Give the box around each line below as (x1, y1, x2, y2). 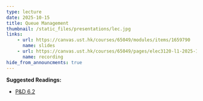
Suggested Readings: (6, 76, 62, 83)
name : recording (22, 54, 63, 60)
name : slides (22, 43, 56, 49)
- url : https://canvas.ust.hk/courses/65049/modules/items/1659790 (17, 37, 190, 43)
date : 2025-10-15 (6, 15, 50, 21)
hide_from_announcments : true (6, 59, 83, 65)
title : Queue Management (6, 20, 69, 26)
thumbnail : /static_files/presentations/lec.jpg (6, 25, 131, 32)
